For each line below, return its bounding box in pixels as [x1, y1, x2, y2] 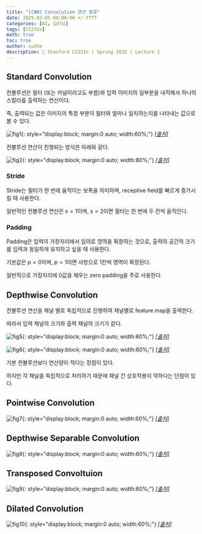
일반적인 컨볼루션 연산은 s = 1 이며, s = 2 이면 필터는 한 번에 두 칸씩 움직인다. [6, 207, 189, 215]
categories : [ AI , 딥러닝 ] [6, 20, 69, 26]
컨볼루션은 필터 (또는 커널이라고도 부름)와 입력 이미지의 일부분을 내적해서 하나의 [6, 88, 197, 96]
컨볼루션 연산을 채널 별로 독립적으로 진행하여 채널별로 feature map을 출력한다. [6, 306, 194, 314]
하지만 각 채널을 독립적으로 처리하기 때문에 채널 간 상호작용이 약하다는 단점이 [6, 372, 190, 379]
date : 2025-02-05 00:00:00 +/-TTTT [6, 15, 97, 21]
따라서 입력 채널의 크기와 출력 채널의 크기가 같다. [6, 320, 122, 327]
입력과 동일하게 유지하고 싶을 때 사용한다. [12, 246, 111, 253]
